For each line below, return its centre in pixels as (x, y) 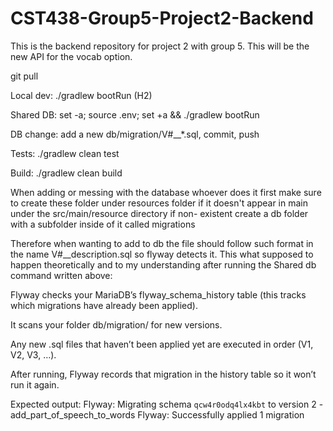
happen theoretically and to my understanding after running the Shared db (163, 264)
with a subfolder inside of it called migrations (103, 224)
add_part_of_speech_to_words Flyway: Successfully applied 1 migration (157, 414)
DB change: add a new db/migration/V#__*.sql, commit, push (135, 134)
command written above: (61, 275)
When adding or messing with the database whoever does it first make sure (166, 192)
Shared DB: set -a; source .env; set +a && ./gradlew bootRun (135, 114)
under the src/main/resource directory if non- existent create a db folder (159, 213)
